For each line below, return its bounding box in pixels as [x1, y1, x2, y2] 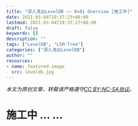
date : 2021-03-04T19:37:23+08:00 [6, 14, 89, 20]
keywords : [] [6, 31, 38, 37]
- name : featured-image [6, 63, 65, 69]
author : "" [6, 52, 33, 58]
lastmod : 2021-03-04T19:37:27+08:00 [6, 19, 97, 25]
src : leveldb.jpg [11, 69, 54, 75]
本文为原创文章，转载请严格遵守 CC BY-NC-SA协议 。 [6, 86, 135, 93]
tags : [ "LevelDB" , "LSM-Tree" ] [6, 42, 84, 48]
